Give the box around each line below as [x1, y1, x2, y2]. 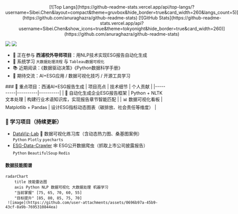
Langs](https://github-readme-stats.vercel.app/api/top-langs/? [63, 4, 195, 10]
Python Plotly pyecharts [12, 138, 64, 143]
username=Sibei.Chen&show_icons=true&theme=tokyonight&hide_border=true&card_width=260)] [18, 25, 225, 32]
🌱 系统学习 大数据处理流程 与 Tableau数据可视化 [12, 59, 105, 64]
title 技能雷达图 [14, 179, 47, 184]
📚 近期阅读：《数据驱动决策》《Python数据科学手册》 [12, 65, 123, 71]
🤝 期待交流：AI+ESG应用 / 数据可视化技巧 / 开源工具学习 [12, 73, 131, 78]
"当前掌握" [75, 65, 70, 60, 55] [14, 190, 82, 195]
